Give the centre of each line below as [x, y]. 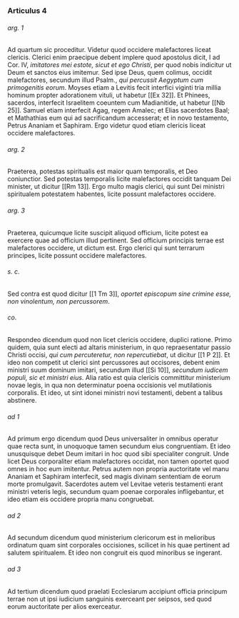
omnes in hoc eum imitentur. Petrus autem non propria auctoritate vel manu [118, 469]
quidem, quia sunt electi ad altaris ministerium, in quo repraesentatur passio [119, 347]
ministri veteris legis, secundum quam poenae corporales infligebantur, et [116, 492]
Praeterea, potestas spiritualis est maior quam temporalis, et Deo [103, 171]
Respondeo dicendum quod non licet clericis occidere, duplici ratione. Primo [119, 339]
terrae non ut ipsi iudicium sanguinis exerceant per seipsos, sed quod [110, 599]
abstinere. [22, 400]
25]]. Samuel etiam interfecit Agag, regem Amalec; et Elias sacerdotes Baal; [118, 110]
